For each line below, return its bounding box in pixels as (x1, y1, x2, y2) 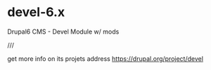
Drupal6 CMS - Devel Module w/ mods (7, 27, 120, 36)
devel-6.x (7, 4, 65, 20)
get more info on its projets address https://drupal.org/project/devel (7, 54, 204, 63)
